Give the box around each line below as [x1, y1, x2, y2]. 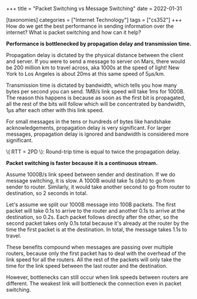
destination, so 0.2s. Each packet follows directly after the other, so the [6, 214, 178, 220]
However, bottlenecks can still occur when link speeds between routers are [6, 274, 189, 281]
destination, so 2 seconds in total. [6, 190, 88, 196]
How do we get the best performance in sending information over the [6, 23, 174, 29]
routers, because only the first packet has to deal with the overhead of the [6, 250, 186, 257]
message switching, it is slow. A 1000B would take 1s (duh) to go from [6, 177, 175, 184]
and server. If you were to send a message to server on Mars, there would [6, 58, 185, 65]
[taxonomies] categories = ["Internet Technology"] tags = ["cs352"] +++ [6, 16, 182, 23]
